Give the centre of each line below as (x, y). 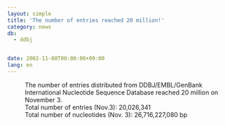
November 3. (43, 99)
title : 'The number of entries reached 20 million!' (86, 20)
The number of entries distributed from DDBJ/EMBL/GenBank (114, 85)
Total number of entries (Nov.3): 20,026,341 (88, 107)
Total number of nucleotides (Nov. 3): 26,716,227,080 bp (106, 114)
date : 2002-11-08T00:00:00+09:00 (56, 59)
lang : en (20, 65)
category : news (29, 27)
